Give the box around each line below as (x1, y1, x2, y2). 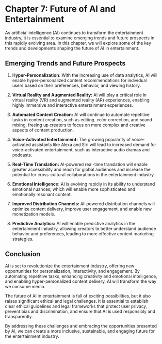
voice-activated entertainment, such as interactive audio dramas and (12, 147, 150, 152)
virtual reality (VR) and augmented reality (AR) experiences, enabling (12, 97, 150, 103)
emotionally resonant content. (12, 191, 72, 197)
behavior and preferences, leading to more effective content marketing (12, 230, 154, 236)
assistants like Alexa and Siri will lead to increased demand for (32, 142, 157, 147)
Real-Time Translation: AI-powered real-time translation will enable (12, 161, 148, 167)
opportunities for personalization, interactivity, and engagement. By (5, 268, 140, 274)
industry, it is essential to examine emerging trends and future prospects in (5, 35, 155, 41)
